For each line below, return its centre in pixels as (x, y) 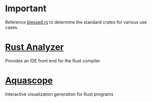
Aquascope (29, 81)
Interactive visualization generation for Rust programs (59, 94)
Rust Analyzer (35, 47)
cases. (12, 27)
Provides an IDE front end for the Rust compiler (53, 61)
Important (26, 9)
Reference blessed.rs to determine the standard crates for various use (76, 22)
